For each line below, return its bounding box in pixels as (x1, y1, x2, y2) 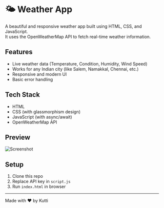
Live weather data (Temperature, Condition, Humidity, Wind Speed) (12, 61, 148, 66)
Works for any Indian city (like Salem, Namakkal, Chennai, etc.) (12, 66, 139, 72)
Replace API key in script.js (12, 179, 71, 185)
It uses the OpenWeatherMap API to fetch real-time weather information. (5, 34, 151, 40)
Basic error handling (12, 76, 53, 82)
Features (5, 48, 33, 56)
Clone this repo (12, 173, 43, 179)
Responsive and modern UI (12, 71, 67, 77)
